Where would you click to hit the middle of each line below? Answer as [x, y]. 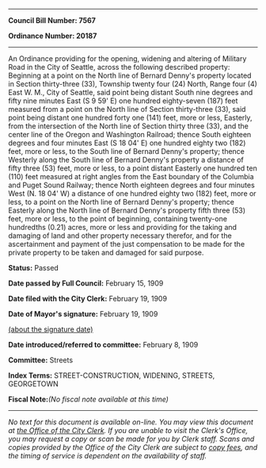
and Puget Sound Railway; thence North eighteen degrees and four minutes [131, 185]
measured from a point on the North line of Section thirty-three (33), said [127, 109]
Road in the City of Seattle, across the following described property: [119, 67]
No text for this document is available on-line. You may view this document [131, 422]
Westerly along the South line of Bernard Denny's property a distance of [126, 160]
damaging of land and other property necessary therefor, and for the [120, 236]
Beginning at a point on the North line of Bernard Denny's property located [130, 75]
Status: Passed [34, 268]
